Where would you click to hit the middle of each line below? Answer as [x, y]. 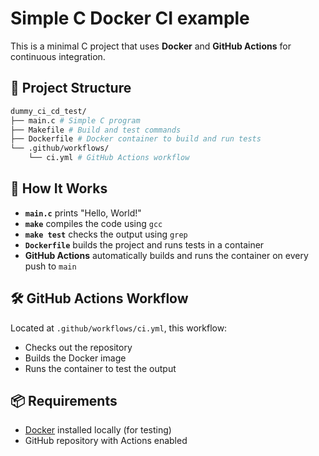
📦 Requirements [64, 401]
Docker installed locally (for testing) [98, 430]
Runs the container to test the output [100, 368]
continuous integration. [58, 56]
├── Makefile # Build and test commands [96, 130]
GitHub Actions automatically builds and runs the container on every [166, 255]
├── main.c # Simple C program [75, 120]
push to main [50, 266]
